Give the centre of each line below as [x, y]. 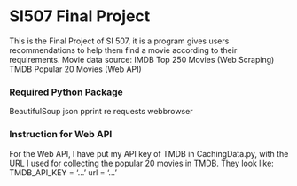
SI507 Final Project [80, 16]
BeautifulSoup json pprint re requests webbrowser [101, 112]
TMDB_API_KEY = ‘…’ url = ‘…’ [63, 172]
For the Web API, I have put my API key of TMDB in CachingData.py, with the [149, 153]
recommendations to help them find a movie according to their [123, 50]
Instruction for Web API [61, 135]
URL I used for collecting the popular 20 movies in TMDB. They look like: [142, 163]
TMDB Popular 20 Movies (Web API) [75, 69]
